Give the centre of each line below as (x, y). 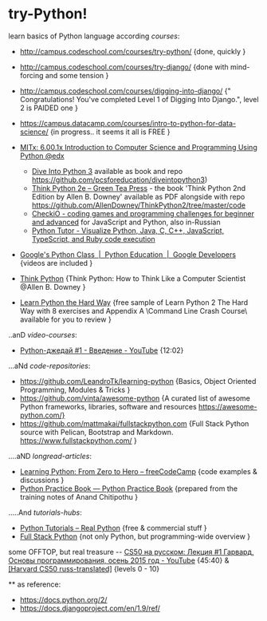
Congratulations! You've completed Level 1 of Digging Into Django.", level (139, 99)
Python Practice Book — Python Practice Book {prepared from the (128, 488)
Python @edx (42, 156)
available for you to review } (65, 319)
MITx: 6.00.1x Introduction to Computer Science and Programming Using (138, 147)
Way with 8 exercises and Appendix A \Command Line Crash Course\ (133, 310)
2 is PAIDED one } (49, 108)
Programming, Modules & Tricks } (75, 390)
